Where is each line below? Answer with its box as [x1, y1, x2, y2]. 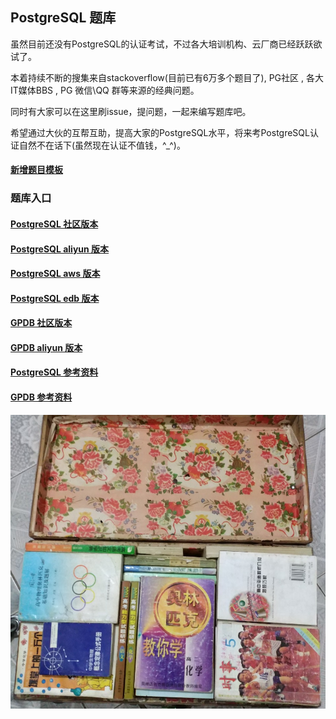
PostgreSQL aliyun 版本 [10, 243, 110, 255]
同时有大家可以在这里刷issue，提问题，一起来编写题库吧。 [10, 105, 252, 117]
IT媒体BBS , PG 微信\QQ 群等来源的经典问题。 [10, 84, 200, 96]
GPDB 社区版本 [10, 317, 73, 329]
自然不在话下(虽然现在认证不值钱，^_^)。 [18, 139, 186, 151]
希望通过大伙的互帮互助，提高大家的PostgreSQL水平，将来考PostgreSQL [10, 126, 310, 138]
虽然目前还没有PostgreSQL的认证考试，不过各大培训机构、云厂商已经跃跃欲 [10, 38, 323, 50]
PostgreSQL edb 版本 [10, 292, 100, 304]
